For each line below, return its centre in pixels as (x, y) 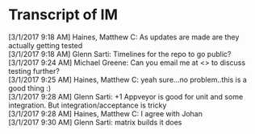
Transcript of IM (63, 15)
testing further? (34, 71)
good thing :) (30, 88)
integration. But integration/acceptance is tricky (88, 105)
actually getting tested (46, 45)
